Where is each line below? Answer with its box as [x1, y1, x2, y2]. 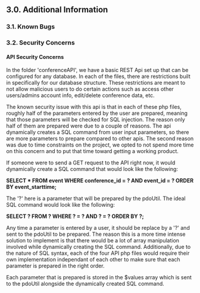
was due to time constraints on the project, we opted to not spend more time [6, 141, 195, 148]
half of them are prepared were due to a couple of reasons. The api [6, 122, 171, 130]
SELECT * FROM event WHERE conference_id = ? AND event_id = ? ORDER [6, 177, 194, 184]
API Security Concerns [6, 53, 64, 60]
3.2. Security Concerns [6, 39, 76, 47]
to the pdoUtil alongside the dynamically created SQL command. [6, 280, 165, 288]
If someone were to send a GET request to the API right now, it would [6, 159, 176, 166]
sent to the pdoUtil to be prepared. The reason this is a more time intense [6, 230, 186, 238]
